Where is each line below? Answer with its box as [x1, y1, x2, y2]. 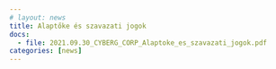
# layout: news [9, 13, 67, 22]
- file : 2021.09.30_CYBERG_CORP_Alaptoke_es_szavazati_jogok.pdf [17, 38, 268, 47]
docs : [9, 30, 30, 39]
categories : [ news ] [9, 47, 83, 56]
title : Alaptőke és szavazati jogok [9, 22, 147, 30]
